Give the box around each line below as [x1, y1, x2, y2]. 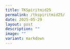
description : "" [5, 27, 40, 32]
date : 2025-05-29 [5, 17, 42, 22]
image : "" [5, 31, 27, 36]
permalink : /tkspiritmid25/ [5, 12, 65, 17]
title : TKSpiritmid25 [5, 7, 52, 13]
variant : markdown [5, 36, 44, 41]
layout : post [5, 21, 33, 27]
